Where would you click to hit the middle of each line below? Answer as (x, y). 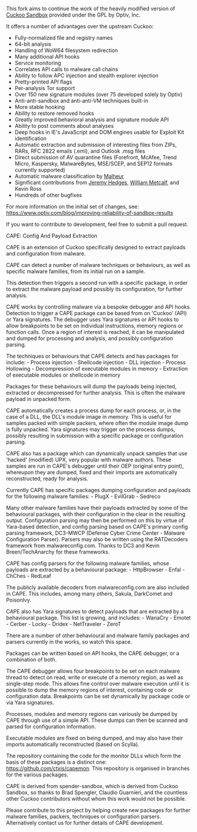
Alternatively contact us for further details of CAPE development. (85, 823)
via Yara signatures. (30, 702)
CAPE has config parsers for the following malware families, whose (88, 563)
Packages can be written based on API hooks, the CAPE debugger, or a (93, 653)
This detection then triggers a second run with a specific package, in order (97, 283)
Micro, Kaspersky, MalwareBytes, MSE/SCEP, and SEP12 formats (93, 163)
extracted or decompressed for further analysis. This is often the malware (96, 393)
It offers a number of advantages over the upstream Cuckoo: (80, 26)
